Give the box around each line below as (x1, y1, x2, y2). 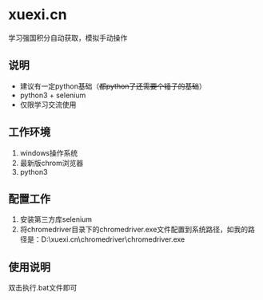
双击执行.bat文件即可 (8, 283, 78, 293)
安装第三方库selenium (19, 215, 93, 224)
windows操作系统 (19, 148, 78, 157)
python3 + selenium (19, 90, 86, 100)
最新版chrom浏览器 (19, 158, 84, 168)
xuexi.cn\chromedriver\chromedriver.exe (50, 235, 185, 244)
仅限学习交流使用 (19, 100, 77, 109)
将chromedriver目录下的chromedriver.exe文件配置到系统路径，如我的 (19, 225, 249, 235)
